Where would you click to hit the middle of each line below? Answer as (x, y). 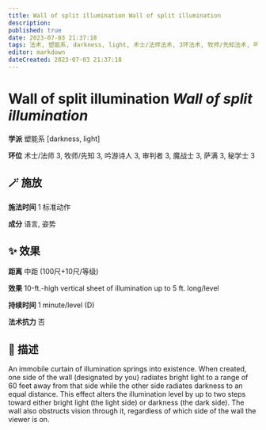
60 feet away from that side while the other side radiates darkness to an (125, 386)
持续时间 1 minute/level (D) (51, 305)
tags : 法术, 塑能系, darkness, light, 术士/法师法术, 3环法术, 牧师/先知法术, (129, 45)
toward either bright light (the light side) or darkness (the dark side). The (126, 403)
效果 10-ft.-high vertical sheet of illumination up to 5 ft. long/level (114, 288)
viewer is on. (29, 420)
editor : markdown (37, 52)
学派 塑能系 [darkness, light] (54, 139)
